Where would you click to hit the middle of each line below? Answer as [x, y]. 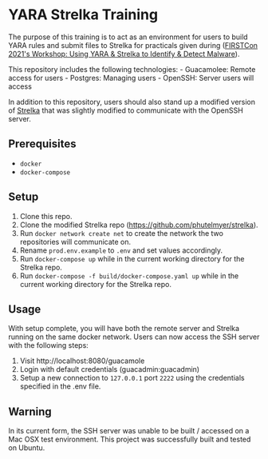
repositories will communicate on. [75, 241]
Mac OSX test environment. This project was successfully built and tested [130, 439]
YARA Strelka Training [83, 15]
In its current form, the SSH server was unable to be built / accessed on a [129, 431]
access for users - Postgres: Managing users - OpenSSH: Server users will [131, 78]
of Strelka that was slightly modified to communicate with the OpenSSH [126, 110]
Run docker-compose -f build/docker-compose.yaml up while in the [129, 275]
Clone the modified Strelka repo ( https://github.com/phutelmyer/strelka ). [139, 225]
